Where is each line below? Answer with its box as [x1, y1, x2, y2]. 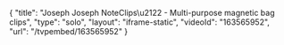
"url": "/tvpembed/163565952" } [9, 26, 129, 36]
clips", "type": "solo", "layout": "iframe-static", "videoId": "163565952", [9, 17, 271, 27]
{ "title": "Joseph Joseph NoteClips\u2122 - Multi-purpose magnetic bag [9, 8, 275, 18]
